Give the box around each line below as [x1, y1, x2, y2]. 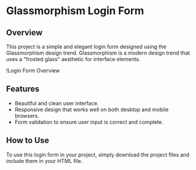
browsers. [14, 112, 40, 119]
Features [6, 84, 40, 94]
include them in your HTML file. [6, 157, 83, 164]
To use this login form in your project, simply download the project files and [6, 151, 190, 158]
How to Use [6, 135, 50, 145]
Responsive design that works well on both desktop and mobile [14, 106, 169, 113]
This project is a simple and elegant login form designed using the [6, 43, 167, 50]
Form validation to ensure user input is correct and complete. [14, 118, 164, 125]
